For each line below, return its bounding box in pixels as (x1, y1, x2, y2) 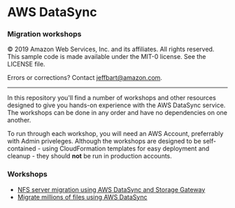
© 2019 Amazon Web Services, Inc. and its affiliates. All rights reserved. (7, 45, 215, 53)
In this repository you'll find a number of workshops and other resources (7, 94, 217, 102)
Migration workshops (7, 29, 82, 39)
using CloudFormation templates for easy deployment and (41, 144, 210, 153)
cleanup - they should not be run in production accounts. (7, 152, 173, 160)
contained (7, 144, 36, 153)
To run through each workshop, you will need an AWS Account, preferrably (7, 130, 224, 138)
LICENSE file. (7, 60, 45, 69)
